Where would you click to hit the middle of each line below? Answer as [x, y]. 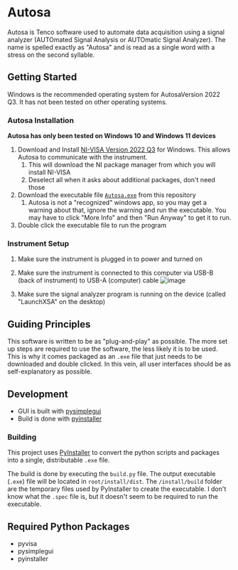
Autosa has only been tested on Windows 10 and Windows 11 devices [112, 136]
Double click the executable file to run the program [92, 226]
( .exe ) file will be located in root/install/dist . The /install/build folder [115, 482]
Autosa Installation [41, 120]
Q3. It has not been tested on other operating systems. [87, 102]
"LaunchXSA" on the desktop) [61, 302]
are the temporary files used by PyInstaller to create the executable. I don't [117, 489]
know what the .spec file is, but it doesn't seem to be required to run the [113, 497]
